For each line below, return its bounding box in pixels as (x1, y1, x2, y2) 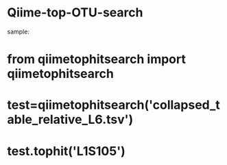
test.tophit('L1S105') (7, 143, 126, 159)
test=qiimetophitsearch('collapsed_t (7, 97, 221, 113)
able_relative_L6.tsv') (7, 112, 134, 127)
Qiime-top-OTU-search (7, 5, 143, 21)
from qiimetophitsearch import (7, 51, 187, 67)
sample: (7, 27, 29, 36)
